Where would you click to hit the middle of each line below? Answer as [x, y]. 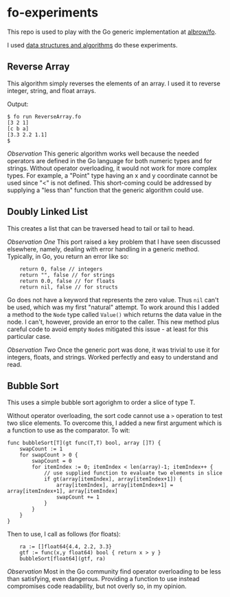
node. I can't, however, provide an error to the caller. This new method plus [113, 322]
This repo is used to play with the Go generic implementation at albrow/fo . [112, 32]
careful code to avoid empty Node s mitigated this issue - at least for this [108, 329]
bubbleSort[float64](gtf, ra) [63, 559]
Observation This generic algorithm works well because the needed [103, 154]
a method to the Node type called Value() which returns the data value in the [114, 314]
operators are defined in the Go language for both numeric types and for [110, 160]
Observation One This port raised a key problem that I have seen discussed [114, 242]
